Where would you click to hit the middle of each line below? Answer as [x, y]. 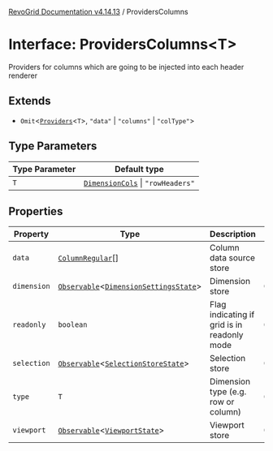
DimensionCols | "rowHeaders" [139, 183]
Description [233, 234]
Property [31, 234]
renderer [23, 75]
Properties [36, 211]
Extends [30, 101]
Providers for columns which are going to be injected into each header [126, 67]
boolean [73, 325]
